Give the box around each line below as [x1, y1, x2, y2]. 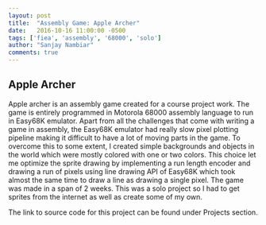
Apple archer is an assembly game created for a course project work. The [8, 99, 250, 108]
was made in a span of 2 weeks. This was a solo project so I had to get [8, 184, 240, 193]
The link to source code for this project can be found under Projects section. [8, 208, 258, 217]
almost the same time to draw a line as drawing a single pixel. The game [8, 175, 245, 184]
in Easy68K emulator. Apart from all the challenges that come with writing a [8, 116, 255, 126]
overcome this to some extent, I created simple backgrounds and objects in [8, 141, 255, 151]
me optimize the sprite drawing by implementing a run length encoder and [8, 158, 251, 168]
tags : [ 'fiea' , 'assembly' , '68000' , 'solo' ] [8, 33, 161, 42]
